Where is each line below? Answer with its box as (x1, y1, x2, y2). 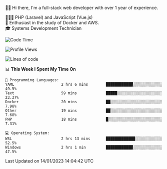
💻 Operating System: (5, 131, 50, 136)
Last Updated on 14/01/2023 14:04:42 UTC (5, 158, 94, 164)
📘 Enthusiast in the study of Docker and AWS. (5, 20, 99, 25)
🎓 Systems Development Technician (5, 25, 82, 31)
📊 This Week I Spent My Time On (5, 66, 76, 72)
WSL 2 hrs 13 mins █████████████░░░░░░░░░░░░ (5, 136, 162, 141)
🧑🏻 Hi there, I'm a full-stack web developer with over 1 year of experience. (5, 5, 158, 10)
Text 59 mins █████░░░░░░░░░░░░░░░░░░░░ (5, 91, 162, 96)
